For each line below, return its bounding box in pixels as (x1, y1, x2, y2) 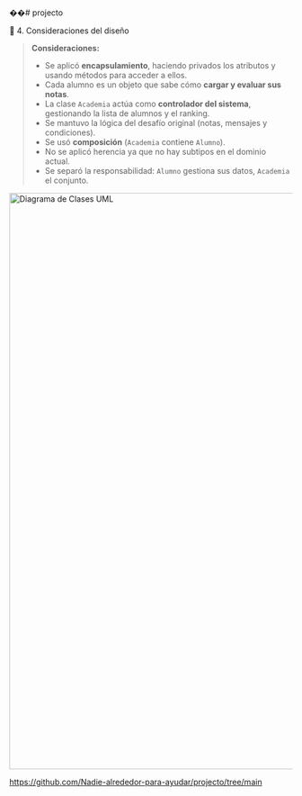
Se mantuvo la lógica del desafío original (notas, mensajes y (44, 118, 268, 128)
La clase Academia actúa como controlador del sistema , (44, 98, 252, 109)
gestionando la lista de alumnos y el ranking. (44, 108, 210, 119)
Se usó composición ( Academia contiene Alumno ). (44, 137, 226, 147)
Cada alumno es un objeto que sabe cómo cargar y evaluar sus (44, 79, 281, 90)
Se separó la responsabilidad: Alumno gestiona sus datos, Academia (44, 166, 290, 176)
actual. (44, 156, 70, 167)
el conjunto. (44, 175, 89, 185)
